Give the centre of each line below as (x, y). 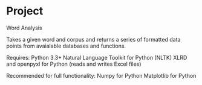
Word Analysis (24, 28)
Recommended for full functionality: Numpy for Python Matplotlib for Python (101, 75)
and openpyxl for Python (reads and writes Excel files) (74, 64)
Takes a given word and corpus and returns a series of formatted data (93, 39)
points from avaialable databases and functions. (66, 46)
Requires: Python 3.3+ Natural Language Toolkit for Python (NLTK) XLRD (97, 57)
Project (25, 11)
